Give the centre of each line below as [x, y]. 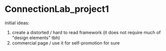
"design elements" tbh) [36, 38]
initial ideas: [17, 23]
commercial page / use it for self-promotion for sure [66, 43]
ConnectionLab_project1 [57, 9]
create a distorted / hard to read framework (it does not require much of [87, 32]
